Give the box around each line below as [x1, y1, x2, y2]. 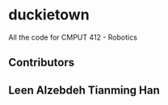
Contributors [8, 56, 75, 69]
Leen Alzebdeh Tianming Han [8, 83, 160, 97]
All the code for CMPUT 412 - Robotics [8, 32, 137, 42]
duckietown [8, 6, 90, 24]
